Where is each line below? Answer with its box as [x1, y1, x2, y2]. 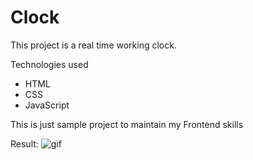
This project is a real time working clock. [10, 39, 177, 51]
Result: [10, 137, 39, 150]
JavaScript [24, 99, 70, 111]
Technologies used [10, 58, 89, 70]
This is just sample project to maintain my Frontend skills [10, 118, 244, 130]
